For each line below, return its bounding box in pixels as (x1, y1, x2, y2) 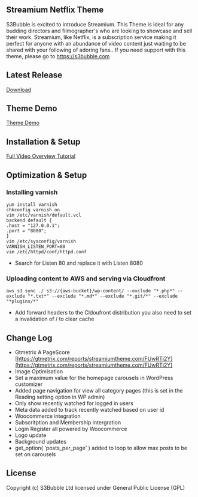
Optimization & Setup (6, 170, 87, 180)
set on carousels (14, 451, 56, 458)
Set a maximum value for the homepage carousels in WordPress (14, 375, 173, 382)
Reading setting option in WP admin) (14, 393, 105, 401)
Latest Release (6, 70, 63, 80)
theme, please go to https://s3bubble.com (6, 52, 110, 59)
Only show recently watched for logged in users (14, 400, 133, 407)
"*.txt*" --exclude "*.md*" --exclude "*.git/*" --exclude (28, 294, 178, 300)
